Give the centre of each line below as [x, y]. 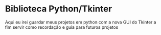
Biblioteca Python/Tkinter [59, 9]
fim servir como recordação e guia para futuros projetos [62, 27]
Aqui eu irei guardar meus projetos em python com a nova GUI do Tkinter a [81, 22]
